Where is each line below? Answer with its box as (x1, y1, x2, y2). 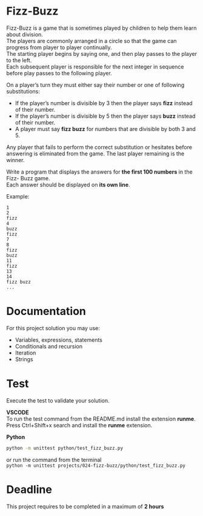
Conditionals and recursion (15, 342, 83, 350)
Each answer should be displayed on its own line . (6, 181, 130, 188)
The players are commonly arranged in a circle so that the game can (6, 37, 177, 44)
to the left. (6, 56, 32, 64)
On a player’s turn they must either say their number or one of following (6, 81, 185, 89)
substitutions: (6, 87, 41, 95)
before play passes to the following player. (6, 69, 112, 76)
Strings (15, 355, 33, 362)
